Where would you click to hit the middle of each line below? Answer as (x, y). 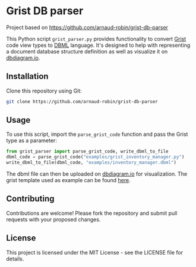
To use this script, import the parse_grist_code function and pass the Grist (97, 134)
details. (15, 259)
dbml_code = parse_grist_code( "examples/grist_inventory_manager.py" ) (95, 157)
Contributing (30, 199)
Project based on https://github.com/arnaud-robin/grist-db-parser (87, 27)
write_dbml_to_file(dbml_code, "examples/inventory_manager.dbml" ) (91, 163)
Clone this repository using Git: (44, 91)
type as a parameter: (32, 141)
